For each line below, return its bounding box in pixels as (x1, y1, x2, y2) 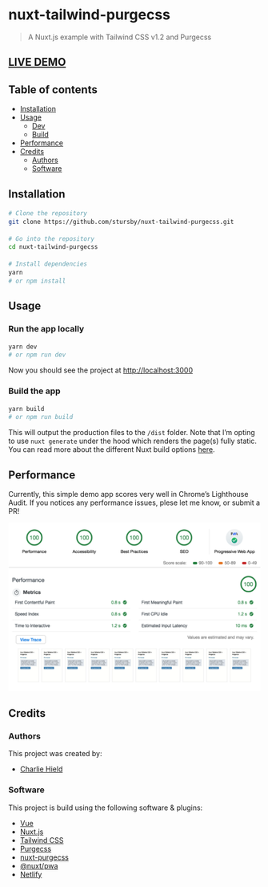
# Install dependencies (8, 260, 88, 268)
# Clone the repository (8, 209, 88, 218)
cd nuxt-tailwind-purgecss (8, 243, 98, 251)
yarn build (8, 405, 45, 413)
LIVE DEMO (8, 55, 66, 69)
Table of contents (8, 83, 98, 96)
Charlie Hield (19, 764, 63, 774)
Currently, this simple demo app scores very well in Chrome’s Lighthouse (8, 490, 249, 499)
